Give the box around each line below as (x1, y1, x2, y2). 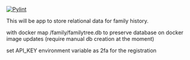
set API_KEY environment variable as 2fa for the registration (6, 47, 157, 54)
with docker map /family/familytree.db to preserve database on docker (6, 29, 184, 36)
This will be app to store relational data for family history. (6, 17, 149, 24)
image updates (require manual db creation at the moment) (6, 35, 155, 42)
